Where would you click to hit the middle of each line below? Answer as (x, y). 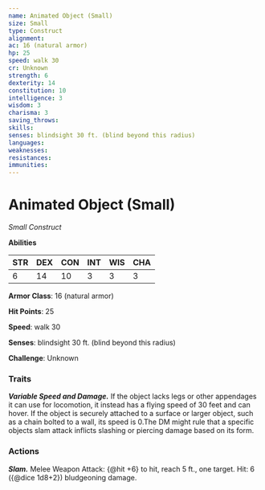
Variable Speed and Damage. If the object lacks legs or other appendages (132, 396)
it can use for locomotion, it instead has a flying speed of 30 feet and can (129, 405)
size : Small (28, 23)
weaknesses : (28, 150)
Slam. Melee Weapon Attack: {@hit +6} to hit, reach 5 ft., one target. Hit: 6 (132, 469)
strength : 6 (28, 76)
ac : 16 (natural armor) (48, 46)
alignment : (26, 38)
